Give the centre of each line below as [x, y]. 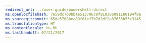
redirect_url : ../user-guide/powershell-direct [56, 10]
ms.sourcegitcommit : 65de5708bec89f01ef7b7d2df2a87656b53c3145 [73, 19]
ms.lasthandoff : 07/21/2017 [35, 33]
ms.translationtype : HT [30, 23]
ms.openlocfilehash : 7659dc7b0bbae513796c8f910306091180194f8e [73, 14]
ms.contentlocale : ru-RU [31, 28]
